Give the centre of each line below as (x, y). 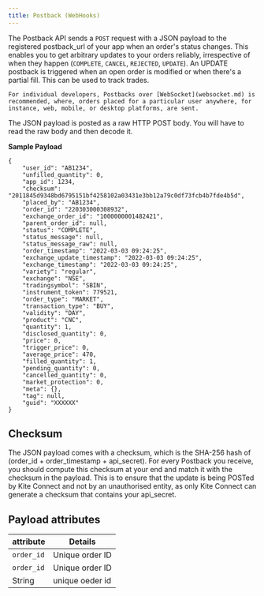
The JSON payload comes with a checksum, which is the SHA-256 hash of (130, 453)
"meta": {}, (42, 389)
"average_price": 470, (59, 354)
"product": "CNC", (52, 320)
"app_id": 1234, (49, 182)
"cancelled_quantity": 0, (65, 375)
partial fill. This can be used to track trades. (79, 80)
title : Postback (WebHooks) (54, 15)
